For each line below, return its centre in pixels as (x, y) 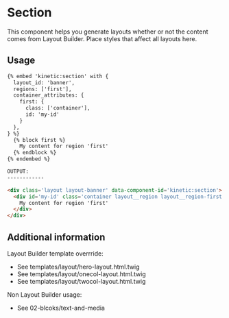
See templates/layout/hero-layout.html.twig (78, 267)
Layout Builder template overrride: (56, 253)
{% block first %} (40, 140)
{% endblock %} (35, 153)
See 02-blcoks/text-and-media (61, 308)
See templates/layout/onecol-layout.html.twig (81, 274)
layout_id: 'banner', (44, 83)
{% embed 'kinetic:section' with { (58, 76)
